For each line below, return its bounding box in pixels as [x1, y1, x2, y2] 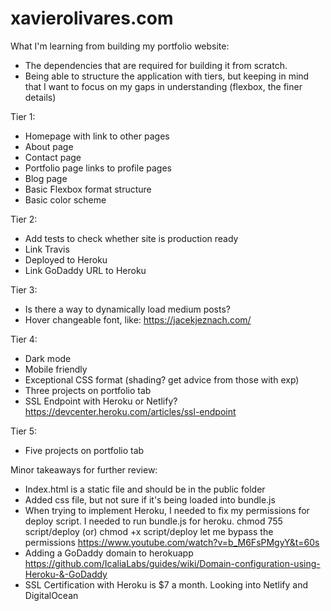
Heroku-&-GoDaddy [24, 568, 108, 580]
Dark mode [24, 352, 72, 364]
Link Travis [24, 243, 70, 255]
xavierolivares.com [10, 7, 174, 30]
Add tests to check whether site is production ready [24, 232, 239, 244]
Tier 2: [10, 213, 38, 225]
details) [24, 91, 57, 103]
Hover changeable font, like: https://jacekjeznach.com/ [24, 313, 252, 326]
